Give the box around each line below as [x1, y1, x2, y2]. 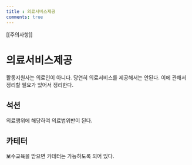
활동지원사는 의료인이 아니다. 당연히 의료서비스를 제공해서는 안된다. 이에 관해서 [6, 74, 187, 81]
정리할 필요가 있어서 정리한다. [6, 82, 74, 89]
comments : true [6, 14, 43, 20]
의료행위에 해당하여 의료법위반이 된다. [6, 117, 93, 124]
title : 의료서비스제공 [6, 8, 56, 15]
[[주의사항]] [6, 31, 33, 38]
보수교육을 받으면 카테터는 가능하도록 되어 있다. [6, 153, 114, 160]
